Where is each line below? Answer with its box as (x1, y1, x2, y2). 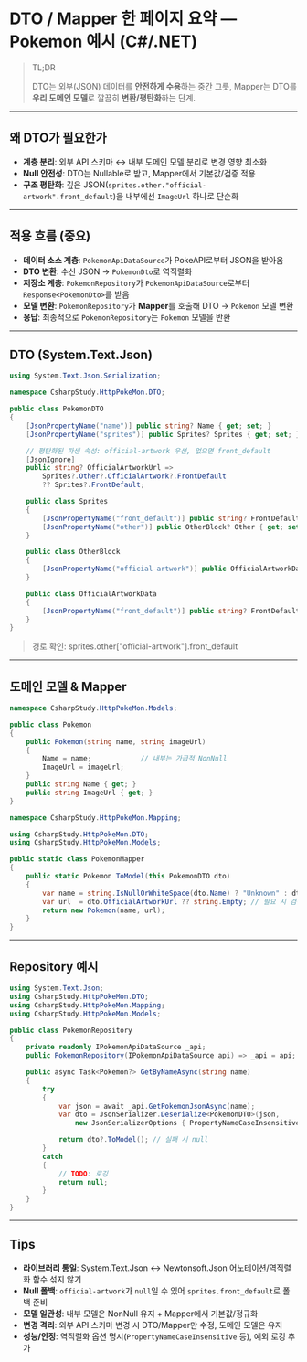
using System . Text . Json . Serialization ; (9, 371, 162, 380)
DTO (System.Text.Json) (9, 346, 153, 362)
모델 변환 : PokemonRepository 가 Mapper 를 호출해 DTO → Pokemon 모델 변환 (22, 300, 294, 311)
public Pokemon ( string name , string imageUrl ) (26, 737, 206, 746)
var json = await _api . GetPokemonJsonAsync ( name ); (58, 1101, 256, 1111)
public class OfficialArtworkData (26, 589, 157, 599)
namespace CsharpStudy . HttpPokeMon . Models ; (9, 704, 178, 713)
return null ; (58, 1177, 108, 1186)
